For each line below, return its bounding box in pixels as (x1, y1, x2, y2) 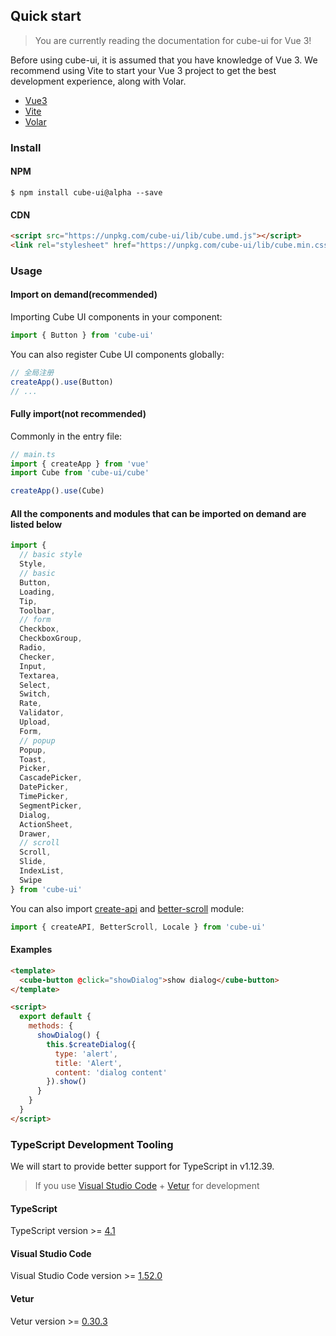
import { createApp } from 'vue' (10, 459, 150, 469)
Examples (10, 944, 53, 956)
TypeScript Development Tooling (10, 1137, 174, 1151)
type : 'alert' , (54, 1049, 118, 1059)
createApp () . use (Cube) (10, 486, 105, 496)
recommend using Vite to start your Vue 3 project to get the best (10, 64, 277, 76)
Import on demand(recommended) (10, 289, 158, 301)
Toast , (19, 754, 47, 764)
